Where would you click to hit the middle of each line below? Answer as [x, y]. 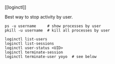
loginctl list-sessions [29, 43]
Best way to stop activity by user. [39, 17]
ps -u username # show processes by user [53, 26]
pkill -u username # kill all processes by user [57, 30]
